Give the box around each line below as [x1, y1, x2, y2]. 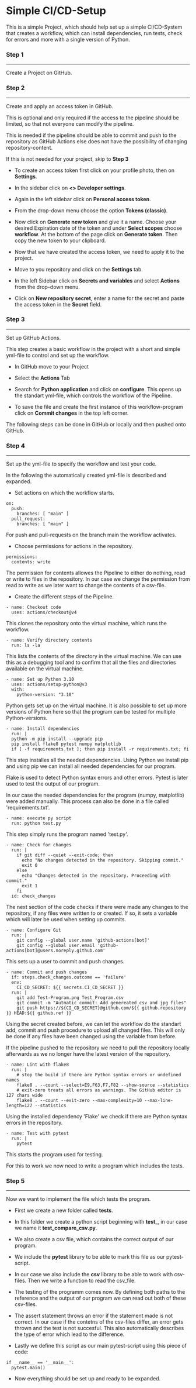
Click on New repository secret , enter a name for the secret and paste [14, 294, 185, 302]
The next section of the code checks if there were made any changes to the [6, 904, 188, 911]
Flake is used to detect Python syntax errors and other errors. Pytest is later [6, 774, 188, 781]
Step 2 [6, 84, 25, 92]
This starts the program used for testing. [6, 1151, 103, 1158]
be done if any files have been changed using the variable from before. [6, 1033, 177, 1040]
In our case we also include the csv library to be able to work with [14, 1271, 173, 1278]
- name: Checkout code [6, 604, 61, 611]
